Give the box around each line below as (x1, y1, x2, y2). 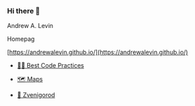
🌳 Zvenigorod (16, 91, 56, 99)
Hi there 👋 (7, 6, 41, 16)
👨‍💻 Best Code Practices (16, 62, 85, 70)
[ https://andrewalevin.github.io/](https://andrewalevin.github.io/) (7, 48, 189, 57)
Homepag (7, 35, 35, 43)
